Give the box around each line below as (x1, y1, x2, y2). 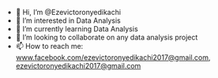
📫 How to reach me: (15, 42, 84, 50)
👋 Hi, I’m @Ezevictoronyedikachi (15, 8, 121, 17)
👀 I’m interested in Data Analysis (15, 16, 121, 25)
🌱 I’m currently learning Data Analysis (15, 24, 138, 33)
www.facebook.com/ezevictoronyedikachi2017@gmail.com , (15, 53, 211, 62)
